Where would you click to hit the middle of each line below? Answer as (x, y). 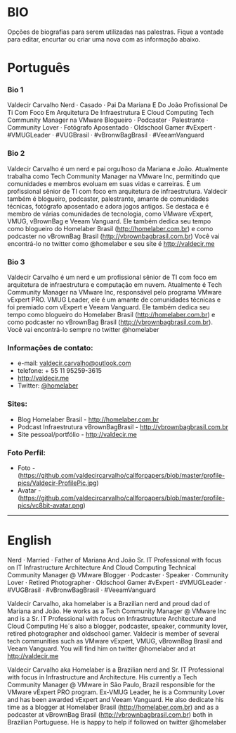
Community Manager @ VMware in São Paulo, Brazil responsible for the (111, 684)
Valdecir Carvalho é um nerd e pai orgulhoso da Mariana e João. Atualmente (118, 168)
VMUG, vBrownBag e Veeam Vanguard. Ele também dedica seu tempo (109, 221)
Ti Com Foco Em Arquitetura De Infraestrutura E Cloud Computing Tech (111, 113)
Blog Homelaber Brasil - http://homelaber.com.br (88, 419)
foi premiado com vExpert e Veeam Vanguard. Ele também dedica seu (109, 307)
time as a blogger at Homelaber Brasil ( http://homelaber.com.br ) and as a (113, 707)
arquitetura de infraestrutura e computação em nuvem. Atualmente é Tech (115, 285)
